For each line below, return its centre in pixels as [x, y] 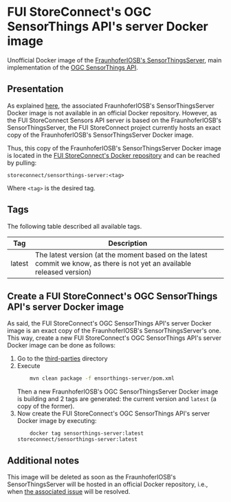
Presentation [35, 89]
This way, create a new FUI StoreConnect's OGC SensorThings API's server [114, 338]
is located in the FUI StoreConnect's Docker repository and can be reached [114, 155]
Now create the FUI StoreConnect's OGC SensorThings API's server [113, 413]
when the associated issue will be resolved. [69, 492]
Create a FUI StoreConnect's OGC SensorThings [112, 296]
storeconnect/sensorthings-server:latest [77, 440]
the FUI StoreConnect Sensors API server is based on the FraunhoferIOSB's [114, 120]
